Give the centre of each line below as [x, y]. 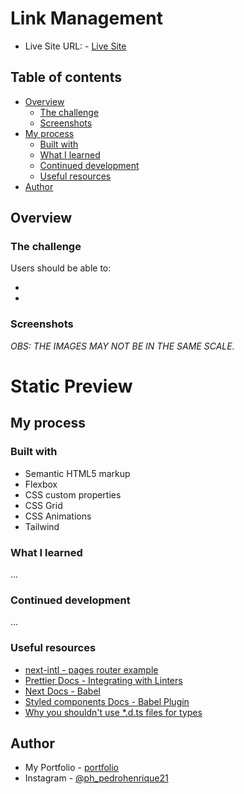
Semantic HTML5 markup [77, 473]
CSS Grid [43, 505]
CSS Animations [58, 516]
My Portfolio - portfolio [72, 768]
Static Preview [71, 386]
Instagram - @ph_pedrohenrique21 [96, 778]
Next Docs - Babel [62, 691]
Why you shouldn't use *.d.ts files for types [113, 712]
